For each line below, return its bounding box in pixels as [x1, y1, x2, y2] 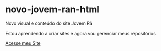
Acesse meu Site [5, 40, 41, 46]
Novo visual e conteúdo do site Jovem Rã [5, 20, 93, 27]
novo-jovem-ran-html [5, 4, 100, 15]
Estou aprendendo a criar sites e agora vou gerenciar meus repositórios [5, 30, 156, 36]
